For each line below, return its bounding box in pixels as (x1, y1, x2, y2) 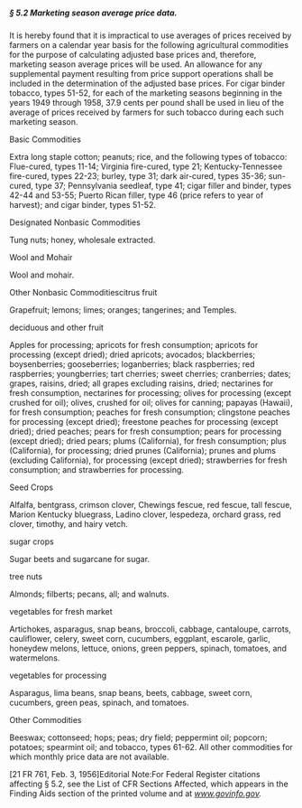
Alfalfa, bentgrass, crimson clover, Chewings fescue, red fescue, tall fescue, (9, 499, 293, 510)
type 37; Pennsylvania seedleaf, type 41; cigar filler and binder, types (35, 180, 291, 191)
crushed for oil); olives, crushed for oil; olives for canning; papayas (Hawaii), (9, 397, 293, 408)
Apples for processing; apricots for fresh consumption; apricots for (9, 339, 259, 350)
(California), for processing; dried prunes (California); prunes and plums (9, 445, 277, 456)
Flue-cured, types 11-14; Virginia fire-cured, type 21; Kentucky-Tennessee (9, 161, 283, 172)
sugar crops (9, 536, 54, 547)
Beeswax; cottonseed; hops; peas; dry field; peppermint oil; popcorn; (9, 732, 268, 743)
